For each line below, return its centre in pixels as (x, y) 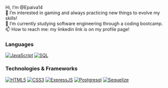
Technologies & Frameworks (41, 69)
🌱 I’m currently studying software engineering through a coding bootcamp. (84, 23)
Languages (20, 44)
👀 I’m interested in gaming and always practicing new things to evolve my (83, 13)
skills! (11, 18)
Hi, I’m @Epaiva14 (24, 7)
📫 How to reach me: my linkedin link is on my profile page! (67, 29)
